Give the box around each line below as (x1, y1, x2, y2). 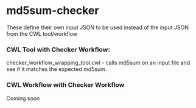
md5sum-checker (6, 4, 99, 18)
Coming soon (6, 95, 40, 102)
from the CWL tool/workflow (6, 30, 78, 37)
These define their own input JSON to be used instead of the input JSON (6, 24, 189, 31)
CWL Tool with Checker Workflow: (6, 45, 111, 53)
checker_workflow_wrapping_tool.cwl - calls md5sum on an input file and (6, 59, 191, 67)
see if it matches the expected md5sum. (6, 66, 107, 73)
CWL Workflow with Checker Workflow (6, 81, 125, 89)
